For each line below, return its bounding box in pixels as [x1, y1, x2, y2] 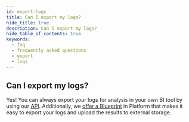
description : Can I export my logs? [6, 25, 97, 32]
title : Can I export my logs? [6, 14, 82, 20]
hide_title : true [6, 20, 49, 26]
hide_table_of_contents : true [6, 31, 82, 37]
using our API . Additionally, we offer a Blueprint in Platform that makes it [6, 102, 183, 110]
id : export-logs [6, 8, 47, 15]
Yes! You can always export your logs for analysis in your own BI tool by [6, 96, 183, 104]
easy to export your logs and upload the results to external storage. [6, 109, 172, 116]
